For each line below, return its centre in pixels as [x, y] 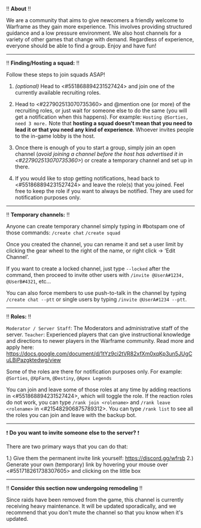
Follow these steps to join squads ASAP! [56, 75]
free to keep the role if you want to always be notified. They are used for [104, 191]
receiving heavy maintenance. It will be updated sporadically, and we [91, 506]
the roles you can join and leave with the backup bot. [71, 415]
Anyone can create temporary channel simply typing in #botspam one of [96, 226]
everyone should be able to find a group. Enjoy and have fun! [81, 46]
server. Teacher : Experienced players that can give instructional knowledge [98, 334]
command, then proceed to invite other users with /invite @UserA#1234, [95, 275]
